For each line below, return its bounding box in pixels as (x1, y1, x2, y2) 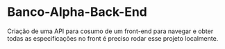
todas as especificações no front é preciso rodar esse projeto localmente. (7, 34, 219, 42)
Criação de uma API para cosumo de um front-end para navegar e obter (7, 27, 214, 35)
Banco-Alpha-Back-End (7, 4, 148, 20)
